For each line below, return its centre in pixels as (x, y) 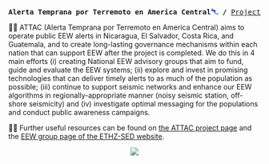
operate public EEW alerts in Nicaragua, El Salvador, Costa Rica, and (121, 36)
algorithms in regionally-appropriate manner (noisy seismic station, (119, 95)
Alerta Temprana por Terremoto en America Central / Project (134, 12)
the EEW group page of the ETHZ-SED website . (86, 136)
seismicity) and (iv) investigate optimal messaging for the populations (144, 104)
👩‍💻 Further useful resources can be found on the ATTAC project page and (130, 128)
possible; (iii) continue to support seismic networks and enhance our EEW (130, 87)
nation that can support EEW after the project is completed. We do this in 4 (132, 53)
